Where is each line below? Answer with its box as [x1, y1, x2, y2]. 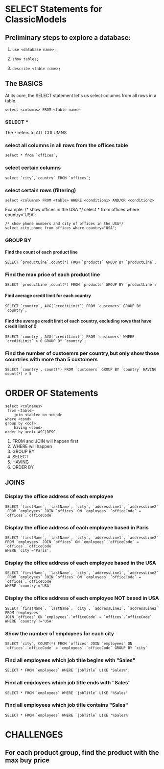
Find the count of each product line [5, 249, 78, 255]
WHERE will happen [12, 444, 52, 449]
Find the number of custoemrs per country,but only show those [5, 349, 159, 356]
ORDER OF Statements [5, 388, 98, 399]
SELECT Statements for [5, 3, 102, 15]
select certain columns [5, 164, 61, 171]
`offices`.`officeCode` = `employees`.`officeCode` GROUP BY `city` [5, 645, 148, 650]
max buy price [5, 756, 50, 765]
